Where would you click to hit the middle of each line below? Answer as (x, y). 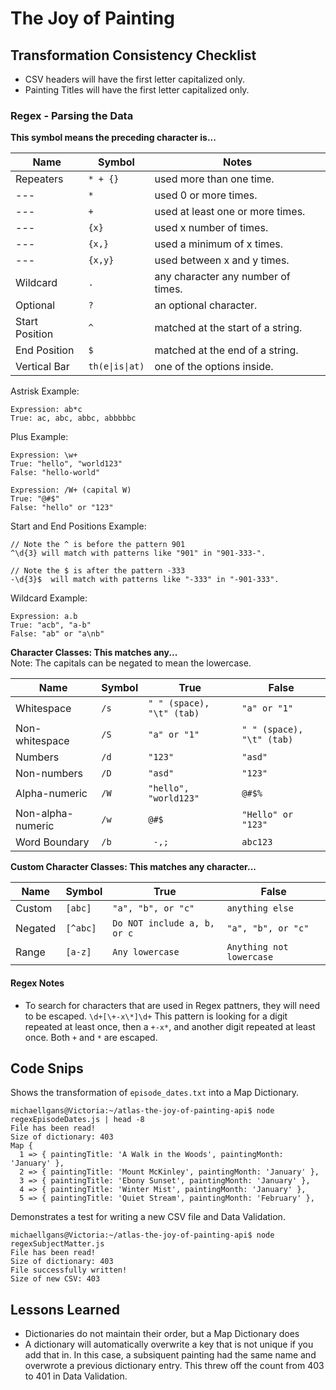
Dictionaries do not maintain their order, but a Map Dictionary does (162, 1334)
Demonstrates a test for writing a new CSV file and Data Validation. (148, 1217)
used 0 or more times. (206, 195)
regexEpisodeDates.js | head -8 (77, 1120)
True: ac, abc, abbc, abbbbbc (73, 418)
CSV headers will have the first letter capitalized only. (135, 79)
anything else (260, 908)
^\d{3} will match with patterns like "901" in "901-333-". (138, 553)
